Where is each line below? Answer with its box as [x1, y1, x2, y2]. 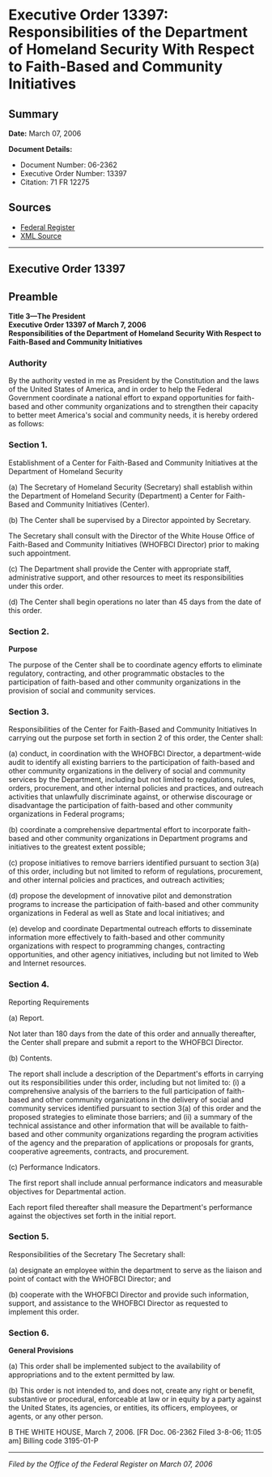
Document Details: [8, 145, 73, 153]
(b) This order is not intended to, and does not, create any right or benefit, [8, 1386, 255, 1396]
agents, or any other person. [8, 1411, 104, 1422]
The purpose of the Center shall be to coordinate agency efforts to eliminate [8, 659, 263, 669]
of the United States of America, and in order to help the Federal [8, 384, 223, 395]
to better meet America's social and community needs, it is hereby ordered [8, 410, 258, 420]
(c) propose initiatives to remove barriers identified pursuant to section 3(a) [8, 858, 260, 868]
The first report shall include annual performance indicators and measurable [8, 1177, 263, 1187]
